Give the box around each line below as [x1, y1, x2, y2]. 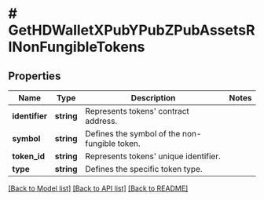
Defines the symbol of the [85, 129, 181, 139]
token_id [12, 151, 46, 162]
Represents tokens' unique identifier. [85, 151, 222, 162]
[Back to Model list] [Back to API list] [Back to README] [8, 184, 189, 193]
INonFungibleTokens [8, 38, 145, 56]
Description [130, 93, 176, 103]
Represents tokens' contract [85, 106, 190, 116]
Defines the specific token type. [85, 164, 203, 174]
